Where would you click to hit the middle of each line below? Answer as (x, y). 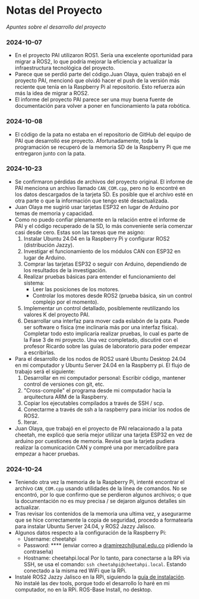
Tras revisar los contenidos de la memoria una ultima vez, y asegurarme (103, 514)
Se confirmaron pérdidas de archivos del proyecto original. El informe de (104, 182)
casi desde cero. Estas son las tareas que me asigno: (80, 232)
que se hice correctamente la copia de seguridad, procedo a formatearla (104, 520)
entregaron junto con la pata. (50, 153)
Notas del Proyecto (54, 10)
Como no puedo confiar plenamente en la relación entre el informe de (100, 219)
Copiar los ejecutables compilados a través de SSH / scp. (94, 403)
